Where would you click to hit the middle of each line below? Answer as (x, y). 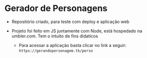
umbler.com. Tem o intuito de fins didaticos (55, 36)
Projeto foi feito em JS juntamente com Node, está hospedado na (77, 31)
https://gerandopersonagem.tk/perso (56, 51)
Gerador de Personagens (56, 8)
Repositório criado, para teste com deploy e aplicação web (70, 22)
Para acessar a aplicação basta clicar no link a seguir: (73, 45)
